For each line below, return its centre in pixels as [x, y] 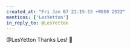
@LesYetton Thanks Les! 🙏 [40, 40]
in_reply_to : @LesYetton [37, 23]
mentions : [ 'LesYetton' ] [37, 17]
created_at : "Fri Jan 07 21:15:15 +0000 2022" [66, 12]
